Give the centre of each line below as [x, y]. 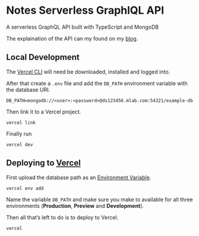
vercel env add [25, 188]
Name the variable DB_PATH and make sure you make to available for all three [100, 199]
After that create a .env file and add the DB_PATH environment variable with [97, 83]
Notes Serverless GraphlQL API [85, 10]
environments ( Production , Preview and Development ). [75, 206]
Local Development [43, 57]
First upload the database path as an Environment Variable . [79, 177]
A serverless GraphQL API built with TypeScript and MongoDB [83, 27]
